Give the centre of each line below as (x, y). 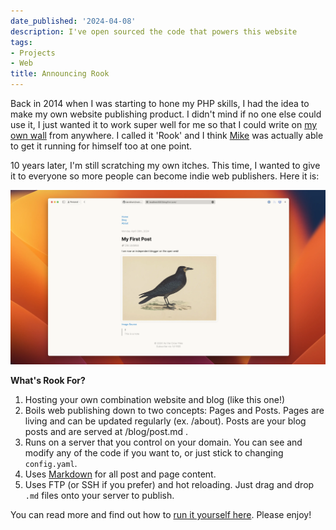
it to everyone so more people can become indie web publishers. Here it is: (165, 176)
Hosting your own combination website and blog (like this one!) (155, 400)
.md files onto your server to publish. (99, 496)
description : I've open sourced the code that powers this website (154, 31)
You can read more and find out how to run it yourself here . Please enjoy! (161, 515)
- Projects (33, 53)
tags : (21, 42)
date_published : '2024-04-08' (73, 21)
